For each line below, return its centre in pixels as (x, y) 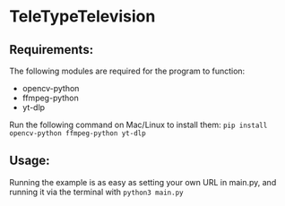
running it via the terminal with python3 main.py (96, 192)
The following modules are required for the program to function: (127, 71)
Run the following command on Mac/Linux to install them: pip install (138, 124)
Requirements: (52, 50)
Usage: (30, 161)
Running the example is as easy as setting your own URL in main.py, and (143, 182)
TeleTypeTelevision (82, 17)
